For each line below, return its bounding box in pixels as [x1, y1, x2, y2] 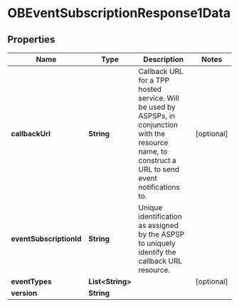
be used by [138, 102, 176, 112]
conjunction [138, 120, 178, 130]
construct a [138, 155, 176, 165]
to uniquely [138, 239, 176, 248]
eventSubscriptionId [11, 234, 82, 244]
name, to [138, 147, 168, 156]
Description [143, 55, 184, 64]
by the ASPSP [138, 229, 185, 239]
